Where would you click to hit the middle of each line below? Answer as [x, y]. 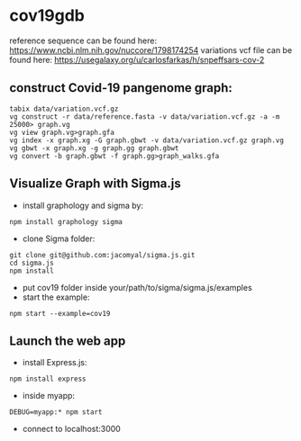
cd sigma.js [32, 263]
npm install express [48, 379]
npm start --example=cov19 [60, 313]
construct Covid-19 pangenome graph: [121, 88]
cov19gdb [47, 16]
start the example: [56, 297]
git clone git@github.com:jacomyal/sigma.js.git [102, 255]
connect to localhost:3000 [72, 429]
